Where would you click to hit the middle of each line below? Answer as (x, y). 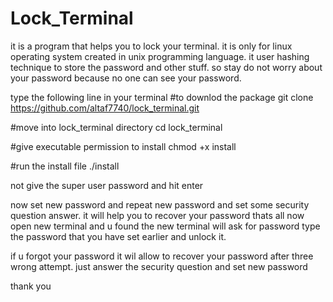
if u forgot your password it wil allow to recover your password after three (162, 256)
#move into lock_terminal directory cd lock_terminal (116, 127)
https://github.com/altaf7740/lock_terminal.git (105, 108)
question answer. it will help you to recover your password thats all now (157, 215)
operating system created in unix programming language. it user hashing (160, 56)
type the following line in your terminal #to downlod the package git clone (162, 97)
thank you (31, 286)
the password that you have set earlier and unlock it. (118, 236)
